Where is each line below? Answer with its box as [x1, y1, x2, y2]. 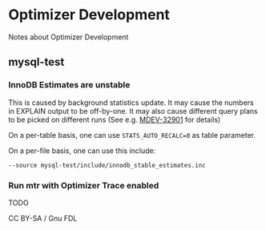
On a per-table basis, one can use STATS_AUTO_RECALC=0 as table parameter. [8, 130, 256, 139]
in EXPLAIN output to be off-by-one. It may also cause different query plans [8, 106, 258, 115]
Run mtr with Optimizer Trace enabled [8, 180, 159, 191]
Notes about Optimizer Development [8, 32, 129, 42]
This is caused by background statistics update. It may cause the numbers [8, 98, 254, 107]
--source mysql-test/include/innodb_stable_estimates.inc [8, 161, 206, 169]
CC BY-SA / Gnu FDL [8, 213, 78, 223]
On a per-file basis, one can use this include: [8, 146, 156, 155]
